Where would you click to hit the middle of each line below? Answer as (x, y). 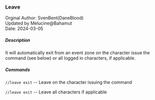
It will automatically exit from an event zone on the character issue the (77, 53)
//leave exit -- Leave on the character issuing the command (69, 82)
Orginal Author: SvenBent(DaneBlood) (44, 18)
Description (18, 40)
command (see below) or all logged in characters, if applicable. (70, 58)
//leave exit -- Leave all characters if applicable (56, 92)
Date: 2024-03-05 (24, 29)
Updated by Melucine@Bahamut (39, 23)
